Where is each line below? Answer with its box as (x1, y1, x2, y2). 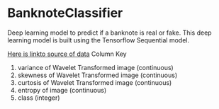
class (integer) (17, 93, 60, 102)
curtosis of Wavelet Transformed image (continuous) (17, 78, 172, 86)
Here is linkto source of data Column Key (7, 50, 127, 58)
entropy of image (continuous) (17, 86, 107, 94)
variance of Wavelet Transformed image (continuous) (17, 63, 174, 71)
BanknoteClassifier (7, 5, 123, 21)
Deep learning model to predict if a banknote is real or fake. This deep (7, 28, 212, 37)
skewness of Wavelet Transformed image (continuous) (17, 71, 178, 79)
